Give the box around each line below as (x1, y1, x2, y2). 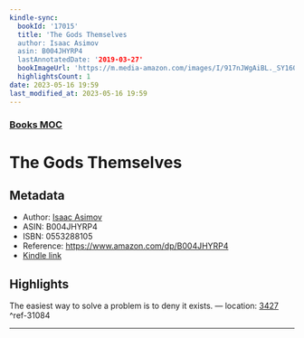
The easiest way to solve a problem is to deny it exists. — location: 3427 (9, 300, 279, 312)
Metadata (9, 188, 65, 203)
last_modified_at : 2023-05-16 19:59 (9, 89, 147, 98)
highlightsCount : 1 (17, 72, 91, 81)
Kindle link (22, 250, 62, 261)
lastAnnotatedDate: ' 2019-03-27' (17, 55, 144, 64)
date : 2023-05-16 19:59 (9, 80, 100, 89)
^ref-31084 (9, 310, 51, 321)
